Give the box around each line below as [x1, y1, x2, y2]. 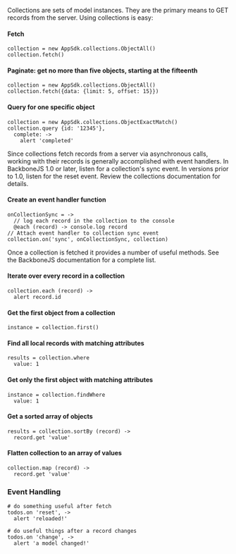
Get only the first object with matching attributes [7, 376, 154, 384]
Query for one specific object [7, 103, 95, 111]
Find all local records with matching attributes [7, 338, 144, 347]
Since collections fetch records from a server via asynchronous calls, [7, 149, 209, 158]
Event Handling [7, 486, 61, 496]
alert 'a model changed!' [13, 540, 90, 547]
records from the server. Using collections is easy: [7, 13, 154, 22]
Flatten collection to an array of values [7, 449, 122, 457]
